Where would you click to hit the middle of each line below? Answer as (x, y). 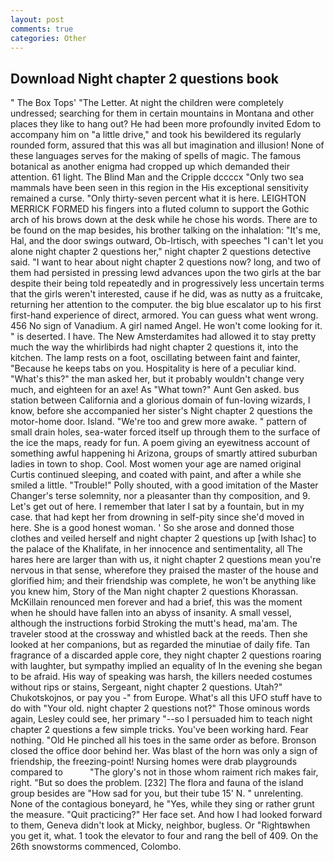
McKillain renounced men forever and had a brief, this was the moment (156, 602)
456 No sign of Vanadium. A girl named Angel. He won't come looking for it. (166, 326)
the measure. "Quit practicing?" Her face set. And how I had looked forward (166, 815)
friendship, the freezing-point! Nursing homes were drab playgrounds (154, 762)
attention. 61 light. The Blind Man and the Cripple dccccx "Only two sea (157, 177)
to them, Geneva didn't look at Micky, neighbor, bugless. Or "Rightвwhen (160, 825)
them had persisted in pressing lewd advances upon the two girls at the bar (166, 273)
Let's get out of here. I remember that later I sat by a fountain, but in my (157, 507)
